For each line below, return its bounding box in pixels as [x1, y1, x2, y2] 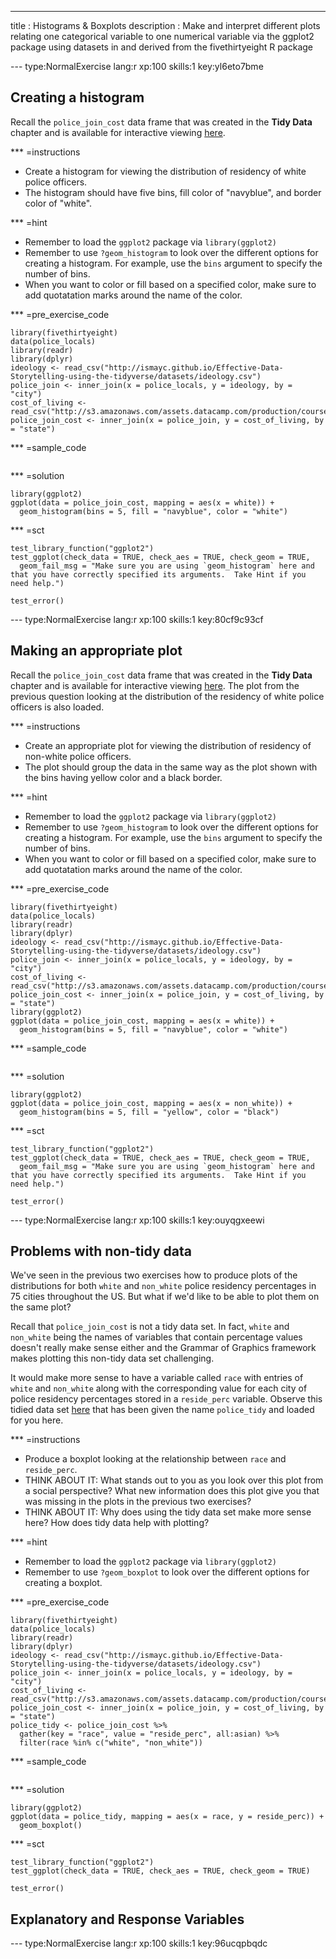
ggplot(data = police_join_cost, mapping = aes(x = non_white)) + [10, 1098, 293, 1108]
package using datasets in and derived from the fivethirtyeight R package [10, 41, 313, 53]
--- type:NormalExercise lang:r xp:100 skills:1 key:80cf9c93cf [10, 613, 264, 625]
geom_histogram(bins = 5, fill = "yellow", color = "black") [19, 1107, 280, 1117]
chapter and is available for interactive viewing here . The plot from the [10, 679, 300, 691]
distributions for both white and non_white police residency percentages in [10, 1280, 317, 1292]
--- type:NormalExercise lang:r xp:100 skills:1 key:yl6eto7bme [10, 61, 264, 72]
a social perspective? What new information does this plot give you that [24, 1485, 320, 1497]
